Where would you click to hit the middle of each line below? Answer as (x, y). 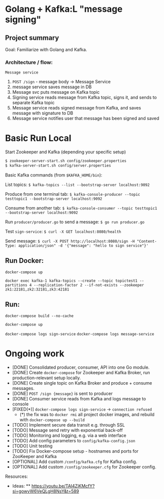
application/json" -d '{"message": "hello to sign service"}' (83, 246)
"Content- (147, 241)
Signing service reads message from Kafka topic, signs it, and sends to (84, 98)
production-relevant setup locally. (47, 378)
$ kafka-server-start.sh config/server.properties (58, 166)
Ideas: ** (21, 486)
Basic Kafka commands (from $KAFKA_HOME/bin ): (54, 175)
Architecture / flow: (29, 62)
